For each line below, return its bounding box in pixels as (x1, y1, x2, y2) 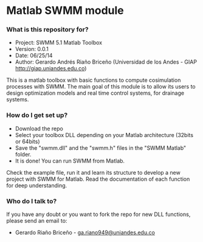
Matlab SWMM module (6, 4, 125, 18)
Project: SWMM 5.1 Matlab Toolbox (15, 39, 102, 46)
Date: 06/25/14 (15, 52, 53, 59)
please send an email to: (6, 217, 67, 224)
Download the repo (15, 125, 64, 132)
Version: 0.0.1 (15, 45, 49, 53)
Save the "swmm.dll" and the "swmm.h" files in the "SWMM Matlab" (15, 144, 187, 152)
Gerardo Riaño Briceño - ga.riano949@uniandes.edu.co (15, 229, 155, 237)
